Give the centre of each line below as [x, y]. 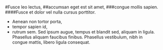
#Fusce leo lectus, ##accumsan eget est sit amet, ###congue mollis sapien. [82, 7]
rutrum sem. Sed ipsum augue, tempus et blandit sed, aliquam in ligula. [83, 32]
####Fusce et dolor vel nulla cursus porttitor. [51, 12]
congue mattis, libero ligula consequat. [51, 42]
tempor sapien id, [30, 27]
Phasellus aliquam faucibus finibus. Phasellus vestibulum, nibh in [77, 37]
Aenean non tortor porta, [37, 22]
